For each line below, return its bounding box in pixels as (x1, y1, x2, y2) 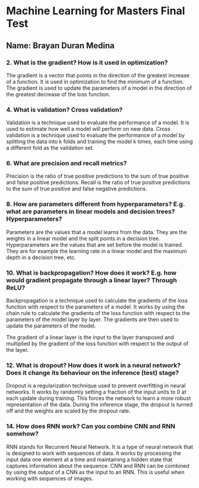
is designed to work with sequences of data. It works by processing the (6, 449, 181, 456)
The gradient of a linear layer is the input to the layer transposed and (6, 334, 174, 341)
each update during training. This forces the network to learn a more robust (6, 395, 191, 402)
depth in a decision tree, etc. (6, 254, 76, 261)
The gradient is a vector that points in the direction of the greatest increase (6, 71, 190, 78)
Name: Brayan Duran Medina (6, 40, 115, 51)
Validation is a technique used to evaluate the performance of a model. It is (6, 119, 190, 126)
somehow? (6, 430, 39, 438)
